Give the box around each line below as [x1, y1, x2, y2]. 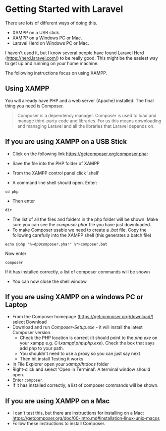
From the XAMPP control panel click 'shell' [12, 170, 100, 176]
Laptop [5, 300, 27, 309]
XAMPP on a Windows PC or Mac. [12, 35, 83, 41]
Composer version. [12, 330, 52, 336]
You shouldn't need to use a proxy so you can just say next [19, 350, 140, 356]
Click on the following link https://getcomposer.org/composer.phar [12, 151, 149, 157]
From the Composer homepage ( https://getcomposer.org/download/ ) [12, 314, 154, 320]
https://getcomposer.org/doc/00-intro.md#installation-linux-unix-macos [12, 415, 160, 421]
